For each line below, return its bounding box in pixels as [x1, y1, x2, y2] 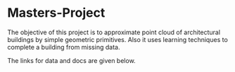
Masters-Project [7, 5, 106, 21]
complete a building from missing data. [7, 43, 120, 51]
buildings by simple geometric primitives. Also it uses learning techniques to [7, 35, 229, 43]
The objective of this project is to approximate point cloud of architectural [7, 28, 220, 36]
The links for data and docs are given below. [7, 56, 136, 64]
